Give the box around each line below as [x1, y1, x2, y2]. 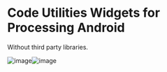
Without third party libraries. [7, 43, 89, 51]
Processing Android [7, 20, 126, 36]
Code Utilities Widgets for [7, 5, 161, 21]
